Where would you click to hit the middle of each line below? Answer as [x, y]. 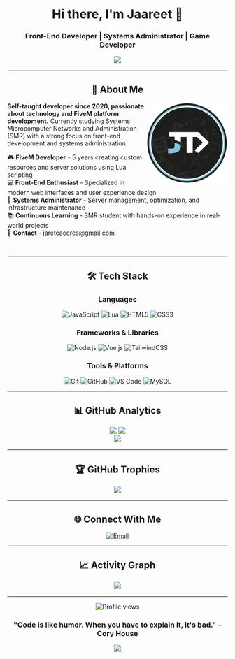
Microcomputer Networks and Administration [72, 129]
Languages [117, 299]
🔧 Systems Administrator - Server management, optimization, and [104, 200]
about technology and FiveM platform [63, 114]
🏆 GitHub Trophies [117, 469]
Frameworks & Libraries [117, 333]
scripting [20, 175]
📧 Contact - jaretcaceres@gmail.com [61, 233]
